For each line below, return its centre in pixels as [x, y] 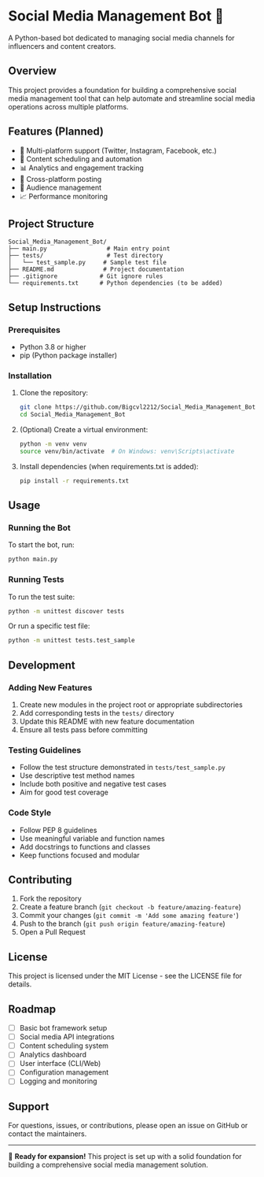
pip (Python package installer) [68, 355]
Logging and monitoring [58, 1081]
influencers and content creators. [62, 46]
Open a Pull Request [53, 932]
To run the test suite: [42, 597]
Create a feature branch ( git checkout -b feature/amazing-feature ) [130, 907]
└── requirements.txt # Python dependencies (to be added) [115, 283]
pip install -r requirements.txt [74, 481]
